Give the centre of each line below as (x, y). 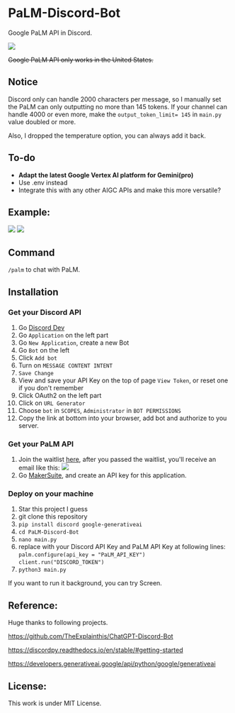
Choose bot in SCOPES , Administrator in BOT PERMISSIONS (99, 410)
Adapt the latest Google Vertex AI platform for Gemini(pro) (106, 175)
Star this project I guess (53, 509)
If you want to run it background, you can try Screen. (85, 583)
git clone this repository (53, 516)
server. (29, 425)
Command (31, 252)
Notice (23, 82)
